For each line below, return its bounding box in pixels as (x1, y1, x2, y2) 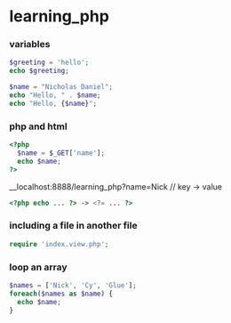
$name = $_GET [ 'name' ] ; (17, 149, 105, 157)
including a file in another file (9, 220, 138, 232)
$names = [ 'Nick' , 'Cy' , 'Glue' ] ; (9, 281, 138, 290)
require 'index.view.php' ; (9, 239, 109, 248)
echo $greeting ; (9, 67, 69, 76)
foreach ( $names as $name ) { (9, 289, 114, 298)
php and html (9, 120, 68, 133)
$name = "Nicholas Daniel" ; (9, 83, 114, 92)
